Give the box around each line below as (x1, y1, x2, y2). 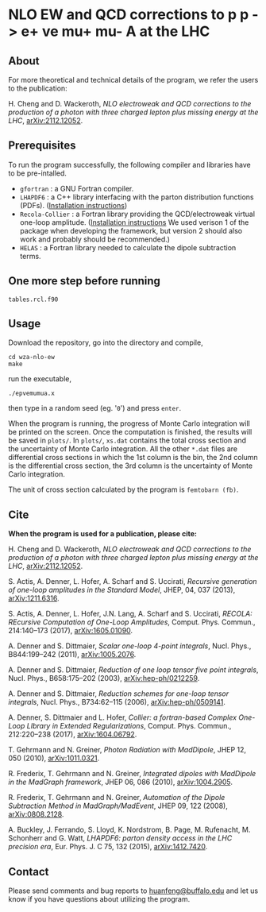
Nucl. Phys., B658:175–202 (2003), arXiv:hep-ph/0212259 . (8, 674, 200, 683)
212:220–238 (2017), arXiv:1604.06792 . (8, 729, 137, 740)
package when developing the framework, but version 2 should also (19, 226, 243, 235)
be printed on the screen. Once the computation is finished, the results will (8, 427, 253, 437)
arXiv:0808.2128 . (8, 810, 64, 819)
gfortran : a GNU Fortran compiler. (19, 184, 134, 193)
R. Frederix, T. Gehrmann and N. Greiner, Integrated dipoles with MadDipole (8, 769, 256, 779)
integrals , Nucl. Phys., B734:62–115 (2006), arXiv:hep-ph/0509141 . (8, 698, 226, 707)
